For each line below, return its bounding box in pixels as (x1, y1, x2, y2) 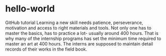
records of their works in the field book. (5, 46, 88, 52)
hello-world (5, 3, 55, 14)
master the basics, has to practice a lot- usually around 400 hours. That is (5, 30, 158, 36)
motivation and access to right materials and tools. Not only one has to (5, 24, 152, 30)
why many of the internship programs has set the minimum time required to (5, 35, 161, 41)
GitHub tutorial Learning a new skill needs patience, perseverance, (5, 19, 143, 25)
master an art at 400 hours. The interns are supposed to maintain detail (5, 40, 153, 46)
